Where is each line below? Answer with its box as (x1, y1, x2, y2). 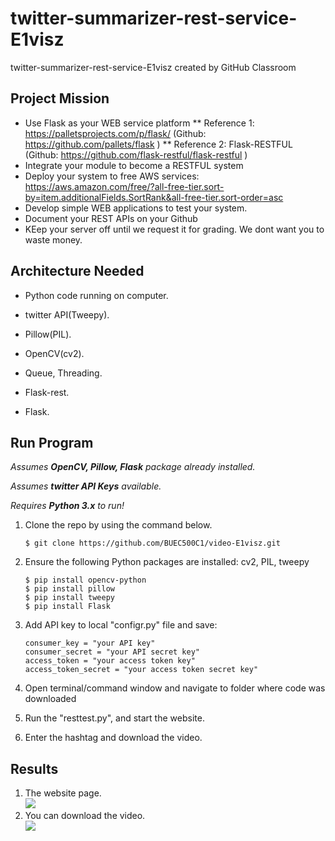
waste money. (24, 233, 83, 246)
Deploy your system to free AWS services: (24, 170, 200, 182)
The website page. (24, 787, 102, 799)
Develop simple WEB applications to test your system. (24, 202, 248, 214)
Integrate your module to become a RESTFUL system (24, 159, 244, 171)
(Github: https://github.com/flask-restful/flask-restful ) (24, 148, 248, 161)
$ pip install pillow (24, 584, 115, 594)
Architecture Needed (10, 263, 145, 280)
